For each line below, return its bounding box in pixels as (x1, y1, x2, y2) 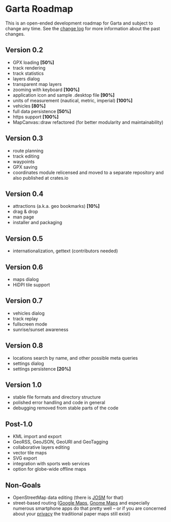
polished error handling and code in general (12, 400, 105, 406)
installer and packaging (12, 220, 62, 226)
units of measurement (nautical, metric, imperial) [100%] (12, 97, 133, 103)
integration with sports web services (12, 461, 90, 467)
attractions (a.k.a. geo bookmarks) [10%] (12, 203, 100, 209)
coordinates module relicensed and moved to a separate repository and (12, 169, 164, 176)
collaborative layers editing (12, 444, 70, 450)
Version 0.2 (5, 46, 44, 54)
